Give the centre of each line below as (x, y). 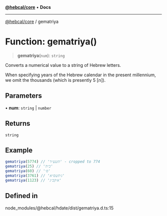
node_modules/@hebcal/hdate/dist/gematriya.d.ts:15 (59, 208)
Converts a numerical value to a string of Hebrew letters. (63, 65)
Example (19, 150)
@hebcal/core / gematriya (32, 21)
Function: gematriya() (51, 42)
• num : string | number (28, 108)
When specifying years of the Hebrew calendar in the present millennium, (81, 75)
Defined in (22, 196)
